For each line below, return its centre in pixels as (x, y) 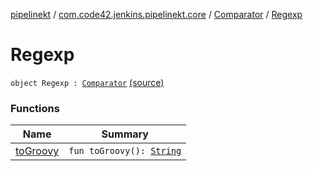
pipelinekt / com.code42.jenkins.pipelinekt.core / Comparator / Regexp (156, 14)
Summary (125, 134)
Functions (35, 108)
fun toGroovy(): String (125, 151)
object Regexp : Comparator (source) (87, 82)
